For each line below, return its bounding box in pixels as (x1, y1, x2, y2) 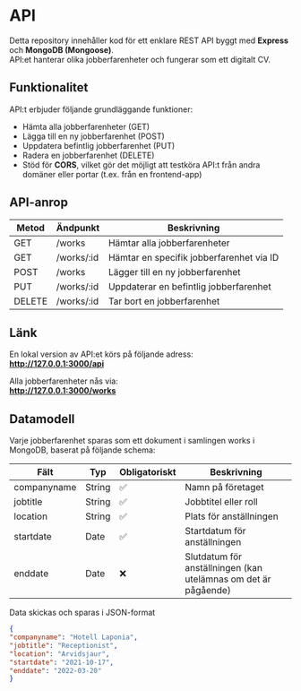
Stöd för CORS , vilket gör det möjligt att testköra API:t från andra (21, 159, 261, 170)
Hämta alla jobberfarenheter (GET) (21, 121, 150, 132)
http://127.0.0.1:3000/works (9, 385, 116, 396)
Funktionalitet (9, 80, 89, 95)
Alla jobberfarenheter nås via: (9, 376, 118, 386)
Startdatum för (185, 525, 246, 538)
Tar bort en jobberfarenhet (107, 295, 220, 307)
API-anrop (9, 194, 69, 211)
